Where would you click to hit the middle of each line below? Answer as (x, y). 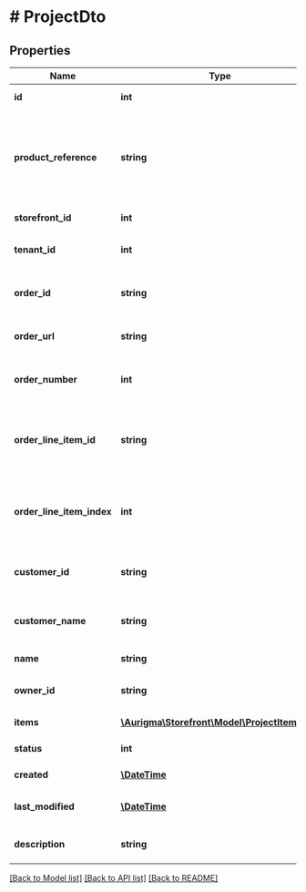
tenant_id (35, 250)
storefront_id (43, 218)
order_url (34, 336)
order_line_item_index (63, 512)
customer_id (42, 572)
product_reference (56, 157)
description (40, 844)
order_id (33, 293)
